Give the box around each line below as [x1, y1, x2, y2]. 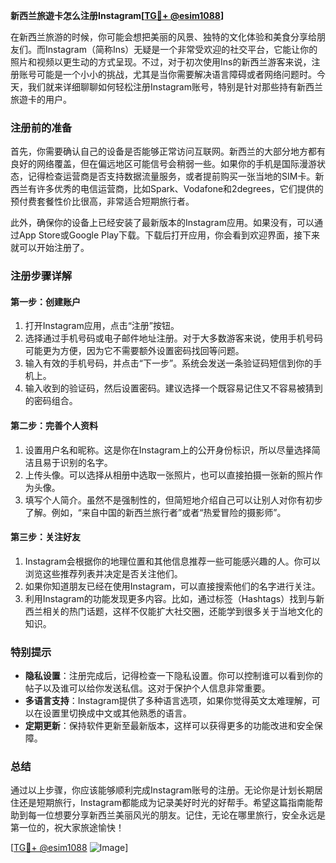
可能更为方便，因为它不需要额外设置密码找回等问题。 [24, 345, 245, 357]
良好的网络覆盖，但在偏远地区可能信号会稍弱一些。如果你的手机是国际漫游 [10, 158, 317, 170]
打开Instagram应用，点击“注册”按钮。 [24, 320, 180, 332]
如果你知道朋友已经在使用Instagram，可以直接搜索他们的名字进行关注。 [24, 580, 321, 592]
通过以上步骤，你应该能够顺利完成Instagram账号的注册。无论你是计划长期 [10, 784, 315, 796]
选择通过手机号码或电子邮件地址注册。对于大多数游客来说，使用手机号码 [24, 332, 323, 344]
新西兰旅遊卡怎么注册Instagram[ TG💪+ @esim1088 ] [10, 10, 225, 21]
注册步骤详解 [10, 269, 73, 283]
